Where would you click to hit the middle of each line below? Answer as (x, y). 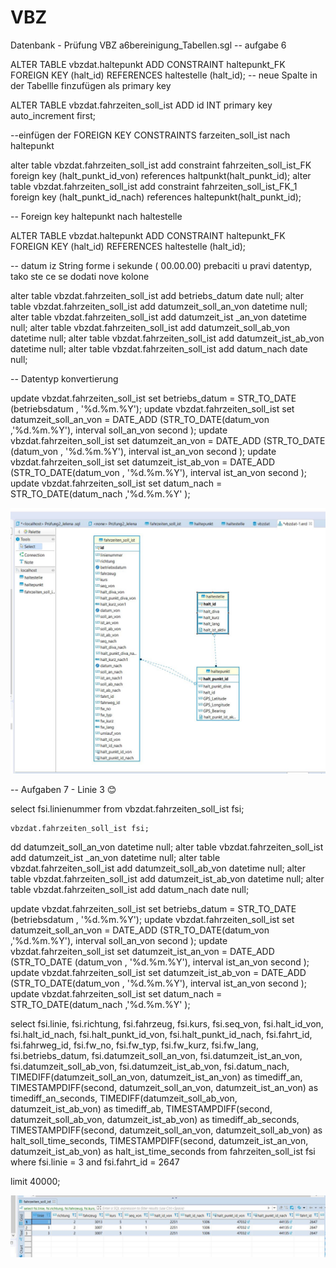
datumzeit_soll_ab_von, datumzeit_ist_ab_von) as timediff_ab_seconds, (155, 1120)
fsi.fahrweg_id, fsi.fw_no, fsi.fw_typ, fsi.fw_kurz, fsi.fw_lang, (134, 1045)
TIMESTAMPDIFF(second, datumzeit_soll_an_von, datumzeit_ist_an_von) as (164, 1088)
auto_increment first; (53, 115)
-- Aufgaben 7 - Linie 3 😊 (63, 790)
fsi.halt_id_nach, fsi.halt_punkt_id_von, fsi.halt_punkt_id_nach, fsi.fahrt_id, (161, 1035)
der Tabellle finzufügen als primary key (91, 85)
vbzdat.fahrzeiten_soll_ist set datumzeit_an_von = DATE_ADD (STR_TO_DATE (168, 440)
